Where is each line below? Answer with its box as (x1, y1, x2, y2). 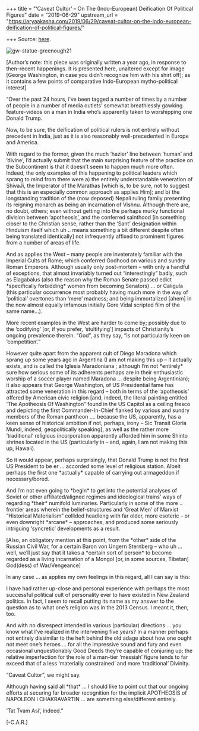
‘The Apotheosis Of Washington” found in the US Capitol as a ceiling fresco (6, 401, 191, 407)
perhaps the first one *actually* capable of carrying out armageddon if (6, 469, 179, 476)
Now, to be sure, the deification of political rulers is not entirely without (6, 126, 179, 133)
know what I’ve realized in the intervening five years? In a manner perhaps (6, 628, 188, 635)
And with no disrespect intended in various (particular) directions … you (6, 622, 182, 628)
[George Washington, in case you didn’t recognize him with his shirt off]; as (6, 72, 191, 78)
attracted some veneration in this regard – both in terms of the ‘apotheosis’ (6, 388, 189, 395)
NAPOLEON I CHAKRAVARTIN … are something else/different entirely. (6, 696, 177, 702)
